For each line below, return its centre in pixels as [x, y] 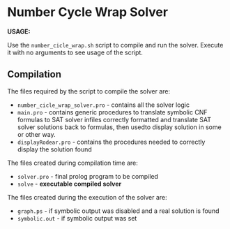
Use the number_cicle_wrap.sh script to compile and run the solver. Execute [115, 45]
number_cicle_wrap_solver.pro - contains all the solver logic [103, 105]
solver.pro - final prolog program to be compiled [88, 176]
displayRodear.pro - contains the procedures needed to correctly [111, 142]
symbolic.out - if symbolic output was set [77, 218]
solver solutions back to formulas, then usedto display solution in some [119, 127]
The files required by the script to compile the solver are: [89, 91]
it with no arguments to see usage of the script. [75, 52]
